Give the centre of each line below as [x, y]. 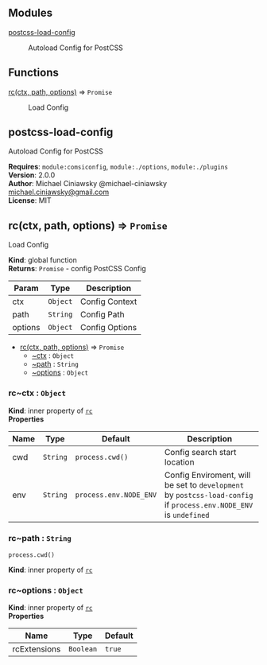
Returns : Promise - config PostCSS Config [77, 269]
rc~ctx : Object [37, 393]
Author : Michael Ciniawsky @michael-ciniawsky [88, 184]
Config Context [109, 301]
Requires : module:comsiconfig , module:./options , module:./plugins [118, 167]
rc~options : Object [46, 590]
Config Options [109, 328]
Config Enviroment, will [207, 475]
